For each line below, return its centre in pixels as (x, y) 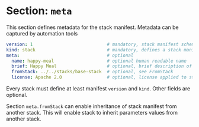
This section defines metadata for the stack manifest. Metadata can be (92, 27)
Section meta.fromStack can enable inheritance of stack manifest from (92, 106)
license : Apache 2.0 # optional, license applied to (99, 77)
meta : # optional (70, 55)
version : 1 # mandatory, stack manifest (92, 44)
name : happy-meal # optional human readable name (99, 61)
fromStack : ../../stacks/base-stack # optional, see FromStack (92, 72)
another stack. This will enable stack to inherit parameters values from (92, 113)
